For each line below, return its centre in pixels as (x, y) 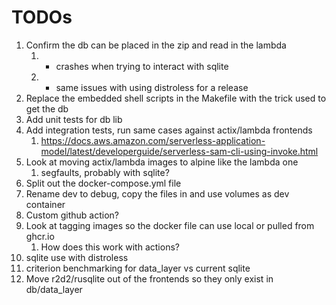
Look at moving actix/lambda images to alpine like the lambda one (162, 162)
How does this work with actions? (110, 247)
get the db (47, 108)
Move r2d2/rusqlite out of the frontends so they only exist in (149, 278)
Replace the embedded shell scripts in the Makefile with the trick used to (176, 98)
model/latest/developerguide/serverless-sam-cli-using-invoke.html (179, 151)
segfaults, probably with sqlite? (105, 172)
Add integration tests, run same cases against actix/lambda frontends (169, 130)
